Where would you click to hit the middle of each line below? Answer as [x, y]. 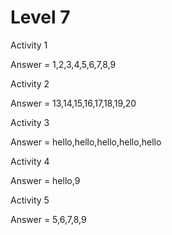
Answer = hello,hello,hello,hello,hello [86, 142]
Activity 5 [30, 200]
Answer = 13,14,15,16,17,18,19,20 [73, 103]
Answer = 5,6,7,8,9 [48, 219]
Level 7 [40, 17]
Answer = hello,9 [45, 180]
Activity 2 [30, 83]
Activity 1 [29, 45]
